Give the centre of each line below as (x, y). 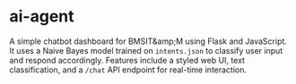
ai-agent (42, 17)
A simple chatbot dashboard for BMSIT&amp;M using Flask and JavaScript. (148, 41)
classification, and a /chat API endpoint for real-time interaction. (128, 70)
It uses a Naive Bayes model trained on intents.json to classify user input (146, 50)
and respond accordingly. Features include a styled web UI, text (127, 60)
